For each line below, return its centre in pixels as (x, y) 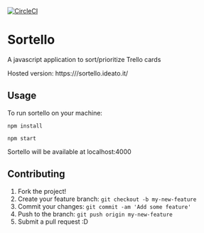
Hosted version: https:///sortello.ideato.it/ (68, 73)
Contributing (36, 174)
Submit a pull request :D (53, 222)
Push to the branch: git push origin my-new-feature (95, 214)
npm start (22, 138)
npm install (25, 126)
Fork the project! (42, 191)
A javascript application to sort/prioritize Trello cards (84, 59)
